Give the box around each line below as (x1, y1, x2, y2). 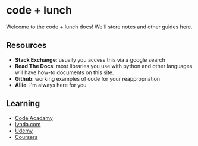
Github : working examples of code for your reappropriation (14, 75, 161, 82)
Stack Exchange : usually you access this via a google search (14, 56, 165, 63)
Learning (6, 99, 40, 109)
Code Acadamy (14, 114, 54, 122)
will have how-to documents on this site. (14, 69, 114, 76)
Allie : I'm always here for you (14, 81, 87, 88)
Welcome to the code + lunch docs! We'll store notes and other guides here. (6, 23, 193, 30)
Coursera (14, 133, 38, 140)
